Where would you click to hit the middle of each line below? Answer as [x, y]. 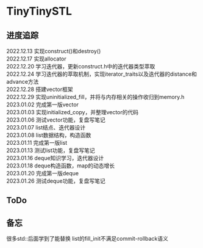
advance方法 [23, 82]
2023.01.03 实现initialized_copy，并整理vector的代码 [73, 112]
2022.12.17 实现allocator [37, 59]
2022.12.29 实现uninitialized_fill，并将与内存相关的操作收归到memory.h [95, 97]
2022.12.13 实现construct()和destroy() [54, 51]
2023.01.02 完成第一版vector [43, 104]
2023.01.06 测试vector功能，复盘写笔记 [56, 120]
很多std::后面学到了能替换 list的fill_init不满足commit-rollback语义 [87, 239]
